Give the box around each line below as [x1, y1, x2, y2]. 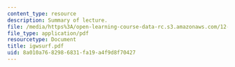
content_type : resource [7, 10, 77, 17]
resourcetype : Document [7, 36, 77, 43]
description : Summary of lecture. [7, 17, 108, 24]
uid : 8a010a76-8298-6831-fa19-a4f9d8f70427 [7, 50, 136, 57]
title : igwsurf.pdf [7, 43, 64, 50]
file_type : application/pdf [7, 29, 90, 37]
